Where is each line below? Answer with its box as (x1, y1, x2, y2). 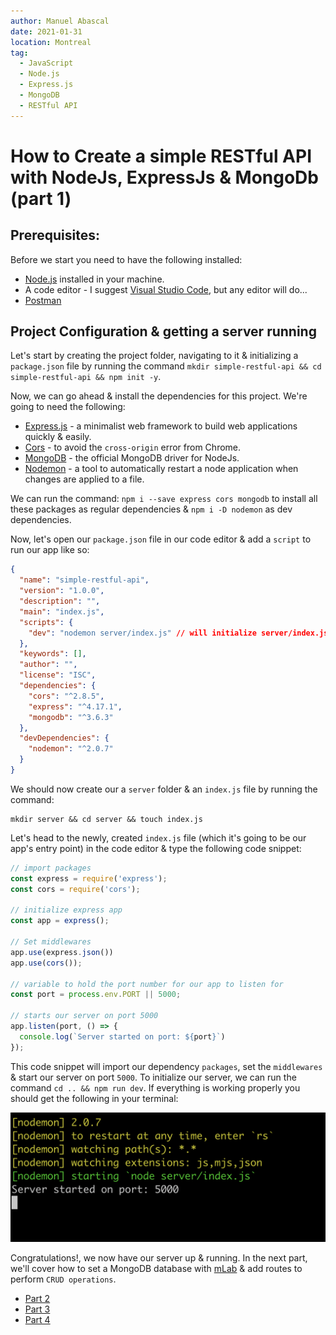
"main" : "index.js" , (19, 606, 105, 617)
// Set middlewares (10, 937, 92, 947)
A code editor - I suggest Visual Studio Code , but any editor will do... (24, 283, 308, 295)
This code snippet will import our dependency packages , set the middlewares (10, 1060, 323, 1072)
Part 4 (24, 1314, 51, 1326)
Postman (24, 294, 62, 306)
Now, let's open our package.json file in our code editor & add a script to (10, 533, 312, 545)
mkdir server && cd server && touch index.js (10, 814, 203, 824)
